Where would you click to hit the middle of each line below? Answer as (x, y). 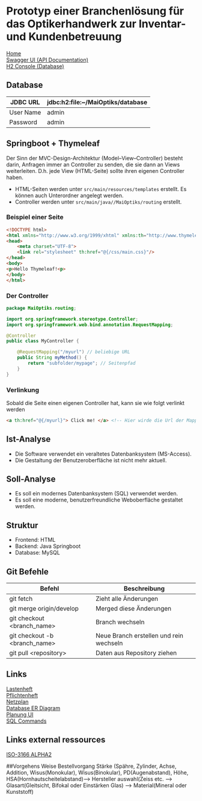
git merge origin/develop (44, 609)
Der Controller (27, 295)
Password (23, 122)
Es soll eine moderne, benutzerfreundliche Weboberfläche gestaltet (99, 500)
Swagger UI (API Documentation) (47, 60)
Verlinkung (23, 390)
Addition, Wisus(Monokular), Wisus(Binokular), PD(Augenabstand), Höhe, (97, 772)
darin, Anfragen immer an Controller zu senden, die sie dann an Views (93, 165)
